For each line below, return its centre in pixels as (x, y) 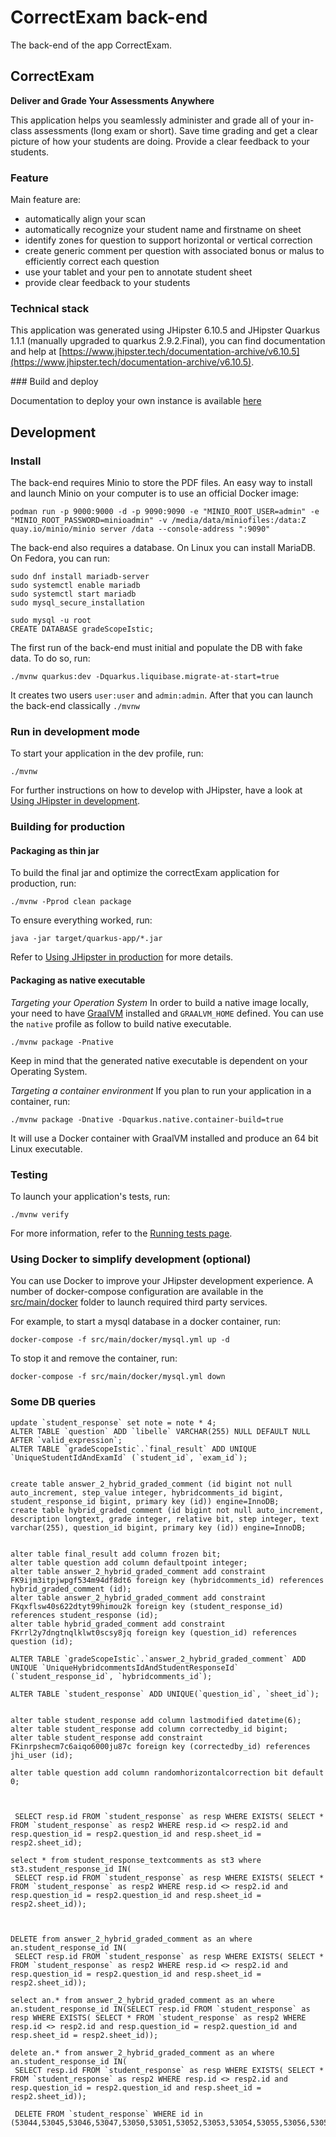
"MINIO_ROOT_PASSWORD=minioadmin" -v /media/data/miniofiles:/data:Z (158, 521)
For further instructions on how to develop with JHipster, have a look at (156, 790)
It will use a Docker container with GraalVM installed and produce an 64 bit (164, 1138)
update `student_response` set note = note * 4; (113, 1422)
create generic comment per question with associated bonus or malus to (174, 251)
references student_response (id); (84, 1615)
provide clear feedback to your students (107, 283)
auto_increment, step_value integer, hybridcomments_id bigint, (147, 1492)
